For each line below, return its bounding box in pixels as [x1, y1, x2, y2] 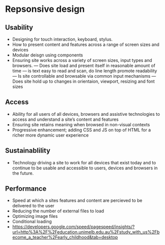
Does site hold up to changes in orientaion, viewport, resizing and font [12, 78, 155, 84]
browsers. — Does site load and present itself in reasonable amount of [12, 63, 156, 68]
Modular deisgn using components [12, 52, 83, 58]
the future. [12, 170, 34, 176]
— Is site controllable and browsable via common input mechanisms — [12, 73, 156, 79]
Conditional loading [12, 219, 52, 225]
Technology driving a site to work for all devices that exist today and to [12, 159, 156, 165]
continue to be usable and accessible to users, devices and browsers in [12, 165, 158, 171]
